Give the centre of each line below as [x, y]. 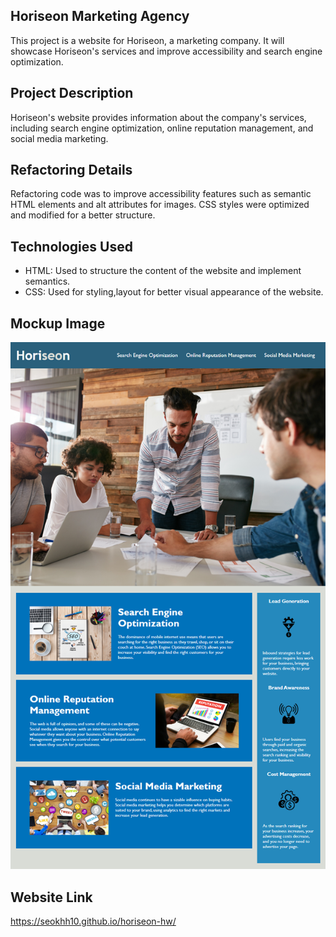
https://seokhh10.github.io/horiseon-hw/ [93, 921]
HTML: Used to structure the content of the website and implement [163, 271]
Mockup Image [58, 323]
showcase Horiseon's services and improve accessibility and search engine [166, 51]
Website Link [51, 897]
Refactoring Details [71, 170]
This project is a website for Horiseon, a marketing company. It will [147, 40]
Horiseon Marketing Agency [100, 16]
